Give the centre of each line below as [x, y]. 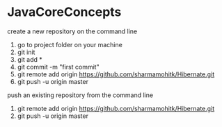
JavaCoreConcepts [64, 12]
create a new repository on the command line [72, 31]
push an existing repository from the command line [80, 95]
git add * [30, 59]
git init [26, 52]
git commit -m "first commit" [58, 67]
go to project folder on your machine [70, 44]
